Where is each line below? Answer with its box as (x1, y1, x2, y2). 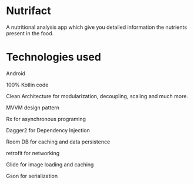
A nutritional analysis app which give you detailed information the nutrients (6, 24, 187, 31)
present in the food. (6, 29, 54, 36)
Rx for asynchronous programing (6, 115, 86, 122)
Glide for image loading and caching (6, 160, 94, 168)
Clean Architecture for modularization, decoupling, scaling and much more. (6, 92, 188, 99)
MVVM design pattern (6, 104, 60, 111)
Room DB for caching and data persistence (6, 138, 111, 145)
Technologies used (6, 51, 102, 64)
